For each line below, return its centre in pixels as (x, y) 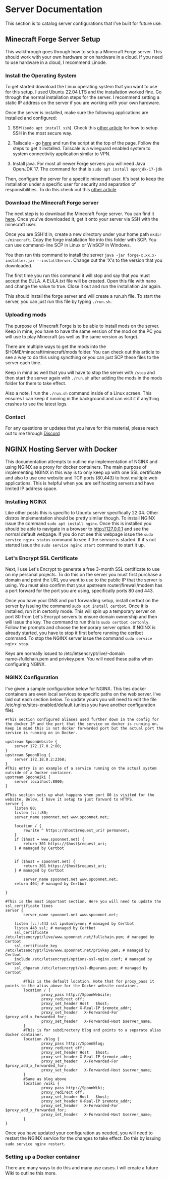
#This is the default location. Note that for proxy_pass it (89, 981)
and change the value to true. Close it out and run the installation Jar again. (83, 286)
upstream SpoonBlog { (28, 755)
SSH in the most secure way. (42, 133)
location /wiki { (41, 1083)
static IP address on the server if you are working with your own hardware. (83, 103)
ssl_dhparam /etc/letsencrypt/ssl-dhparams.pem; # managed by (81, 968)
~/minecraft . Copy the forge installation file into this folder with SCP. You (81, 240)
